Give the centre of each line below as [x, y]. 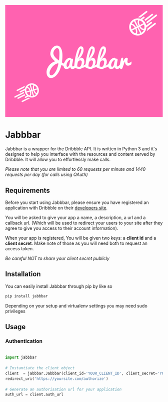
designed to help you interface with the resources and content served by [80, 154]
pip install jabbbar [27, 296]
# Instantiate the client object [40, 368]
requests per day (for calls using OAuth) [47, 175]
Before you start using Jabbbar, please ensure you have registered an [77, 203]
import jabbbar [21, 358]
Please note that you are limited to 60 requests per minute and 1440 [75, 169]
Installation [23, 274]
